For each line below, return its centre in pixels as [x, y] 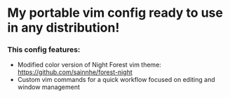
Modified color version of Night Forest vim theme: [89, 65]
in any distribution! [63, 28]
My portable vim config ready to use [115, 13]
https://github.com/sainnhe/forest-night [75, 72]
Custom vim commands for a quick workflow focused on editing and [116, 80]
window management [49, 87]
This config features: [44, 50]
